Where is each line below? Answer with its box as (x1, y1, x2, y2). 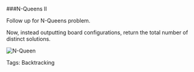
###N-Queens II (6, 5, 48, 12)
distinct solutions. (6, 35, 51, 42)
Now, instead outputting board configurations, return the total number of (6, 29, 189, 36)
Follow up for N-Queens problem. (6, 17, 90, 24)
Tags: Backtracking (6, 59, 55, 66)
